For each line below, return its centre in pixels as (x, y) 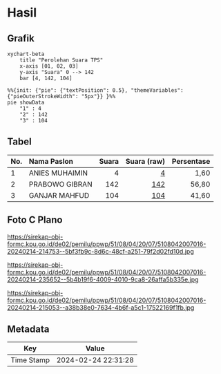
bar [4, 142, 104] (46, 78)
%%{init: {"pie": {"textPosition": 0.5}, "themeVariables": (96, 91)
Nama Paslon (51, 161)
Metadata (28, 329)
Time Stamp (30, 360)
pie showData (26, 102)
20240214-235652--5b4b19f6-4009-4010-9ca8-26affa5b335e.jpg (103, 279)
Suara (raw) (145, 161)
